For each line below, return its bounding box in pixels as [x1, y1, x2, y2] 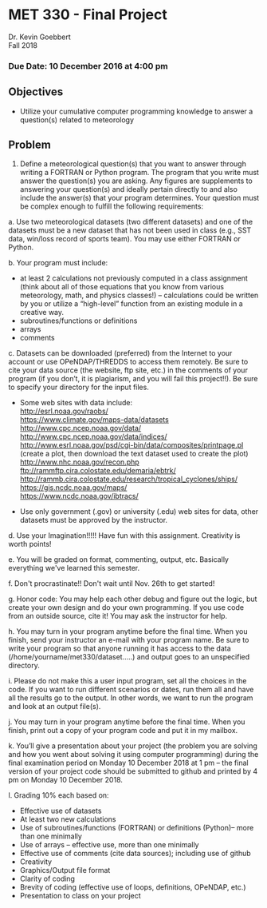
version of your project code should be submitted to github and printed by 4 [8, 767, 257, 776]
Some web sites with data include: [19, 398, 133, 408]
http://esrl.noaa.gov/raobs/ [19, 406, 109, 416]
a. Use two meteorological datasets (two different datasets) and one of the [8, 217, 253, 227]
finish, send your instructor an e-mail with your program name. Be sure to [8, 635, 249, 645]
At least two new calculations [19, 814, 116, 824]
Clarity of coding [19, 874, 76, 884]
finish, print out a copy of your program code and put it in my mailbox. [8, 726, 238, 735]
